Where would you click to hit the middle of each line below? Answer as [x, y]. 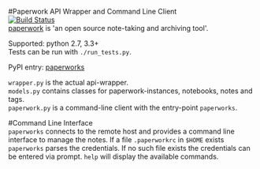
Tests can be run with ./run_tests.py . [70, 52]
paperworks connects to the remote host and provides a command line [121, 131]
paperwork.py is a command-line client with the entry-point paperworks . [123, 107]
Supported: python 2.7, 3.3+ [54, 43]
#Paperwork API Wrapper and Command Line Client [93, 11]
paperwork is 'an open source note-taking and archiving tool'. [108, 28]
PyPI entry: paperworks [46, 67]
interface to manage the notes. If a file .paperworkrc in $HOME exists [116, 140]
